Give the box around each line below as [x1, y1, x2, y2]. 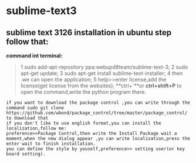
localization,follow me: [6, 125, 67, 131]
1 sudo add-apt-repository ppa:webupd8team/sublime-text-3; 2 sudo [20, 63, 188, 70]
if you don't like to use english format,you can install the [6, 120, 161, 126]
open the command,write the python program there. [20, 89, 147, 95]
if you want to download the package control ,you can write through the [6, 100, 191, 106]
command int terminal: [6, 52, 63, 59]
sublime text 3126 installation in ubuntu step [6, 28, 172, 38]
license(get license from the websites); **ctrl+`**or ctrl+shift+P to [20, 82, 182, 89]
